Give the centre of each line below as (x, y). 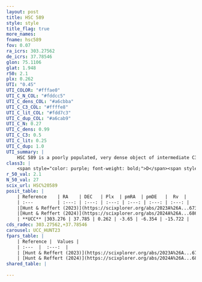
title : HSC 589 (25, 17)
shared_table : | (26, 264)
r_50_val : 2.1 (24, 174)
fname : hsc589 (24, 40)
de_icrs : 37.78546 (29, 57)
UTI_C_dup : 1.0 (25, 146)
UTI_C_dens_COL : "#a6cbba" (40, 101)
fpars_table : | (25, 236)
